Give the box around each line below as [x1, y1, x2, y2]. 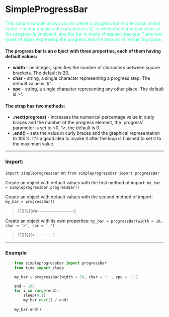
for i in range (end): [14, 288, 59, 293]
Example [5, 249, 27, 256]
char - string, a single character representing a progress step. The [12, 75, 150, 81]
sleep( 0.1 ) [23, 293, 46, 298]
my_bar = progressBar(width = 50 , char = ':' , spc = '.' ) [14, 274, 138, 280]
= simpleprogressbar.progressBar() [5, 185, 80, 190]
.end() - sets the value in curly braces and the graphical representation [12, 130, 160, 136]
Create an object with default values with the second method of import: [5, 193, 153, 200]
